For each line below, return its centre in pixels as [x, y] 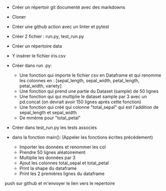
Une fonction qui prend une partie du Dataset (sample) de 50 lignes [89, 91]
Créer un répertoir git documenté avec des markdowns [68, 7]
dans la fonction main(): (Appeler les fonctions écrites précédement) [82, 137]
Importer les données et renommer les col [62, 147]
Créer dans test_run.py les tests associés [54, 128]
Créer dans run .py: [32, 65]
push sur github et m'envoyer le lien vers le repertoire [60, 183]
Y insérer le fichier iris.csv [39, 56]
